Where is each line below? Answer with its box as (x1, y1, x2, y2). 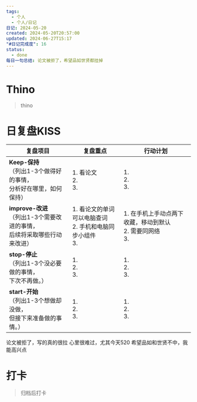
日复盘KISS (6, 124, 61, 138)
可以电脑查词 (72, 214, 108, 222)
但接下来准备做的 (9, 314, 57, 322)
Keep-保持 (9, 159, 40, 167)
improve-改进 (9, 204, 48, 212)
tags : (6, 8, 19, 15)
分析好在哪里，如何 (9, 185, 63, 193)
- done (11, 52, 28, 58)
